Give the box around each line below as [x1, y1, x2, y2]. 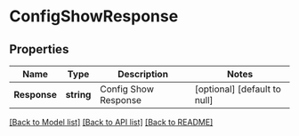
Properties [9, 42, 69, 57]
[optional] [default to [194, 83, 282, 95]
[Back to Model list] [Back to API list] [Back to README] [9, 117, 214, 127]
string [65, 89, 92, 100]
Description [117, 68, 169, 80]
